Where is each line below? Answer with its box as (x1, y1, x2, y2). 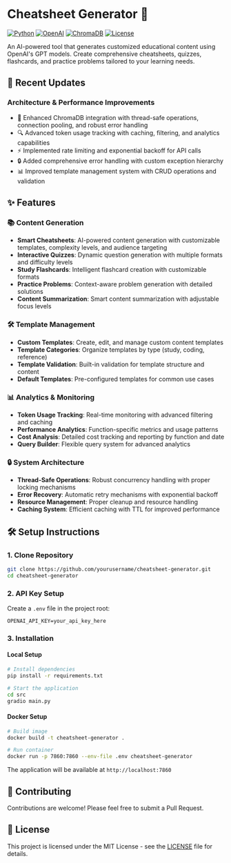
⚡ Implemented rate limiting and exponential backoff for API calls (17, 146, 201, 155)
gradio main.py (7, 697, 51, 704)
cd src (7, 691, 26, 698)
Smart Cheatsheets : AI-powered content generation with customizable (17, 236, 221, 244)
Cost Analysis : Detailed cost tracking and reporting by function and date (17, 433, 225, 441)
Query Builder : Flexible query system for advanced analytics (17, 439, 191, 448)
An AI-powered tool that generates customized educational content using (7, 42, 216, 50)
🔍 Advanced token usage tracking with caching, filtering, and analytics (17, 128, 220, 137)
